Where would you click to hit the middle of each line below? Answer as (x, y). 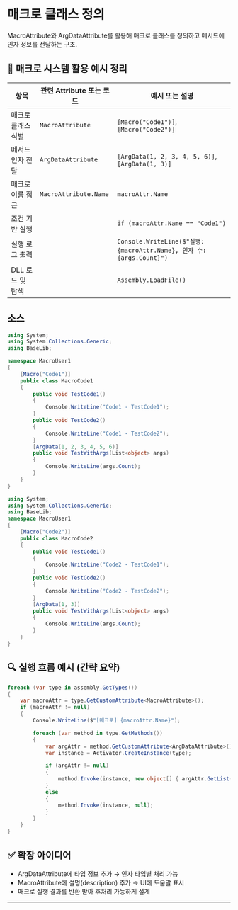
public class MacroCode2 (57, 538)
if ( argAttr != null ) (77, 766)
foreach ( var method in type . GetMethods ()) (98, 733)
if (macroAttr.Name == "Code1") (171, 223)
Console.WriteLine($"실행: (160, 241)
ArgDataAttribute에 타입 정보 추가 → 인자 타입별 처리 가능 (98, 874)
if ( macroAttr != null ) (55, 707)
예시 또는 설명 (172, 96)
